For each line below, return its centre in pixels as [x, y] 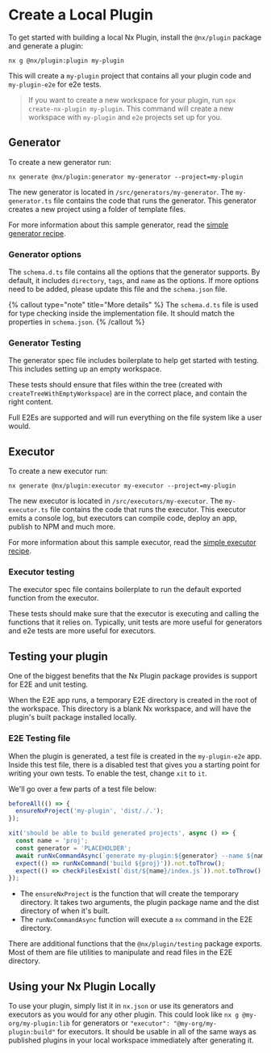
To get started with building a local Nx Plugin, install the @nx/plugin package [135, 37]
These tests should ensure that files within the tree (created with [116, 385]
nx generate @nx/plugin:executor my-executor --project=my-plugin [122, 486]
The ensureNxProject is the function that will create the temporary [129, 894]
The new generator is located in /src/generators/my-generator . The [121, 192]
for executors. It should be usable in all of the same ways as [157, 1032]
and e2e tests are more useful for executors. [82, 631]
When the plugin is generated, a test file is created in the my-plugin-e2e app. [135, 756]
